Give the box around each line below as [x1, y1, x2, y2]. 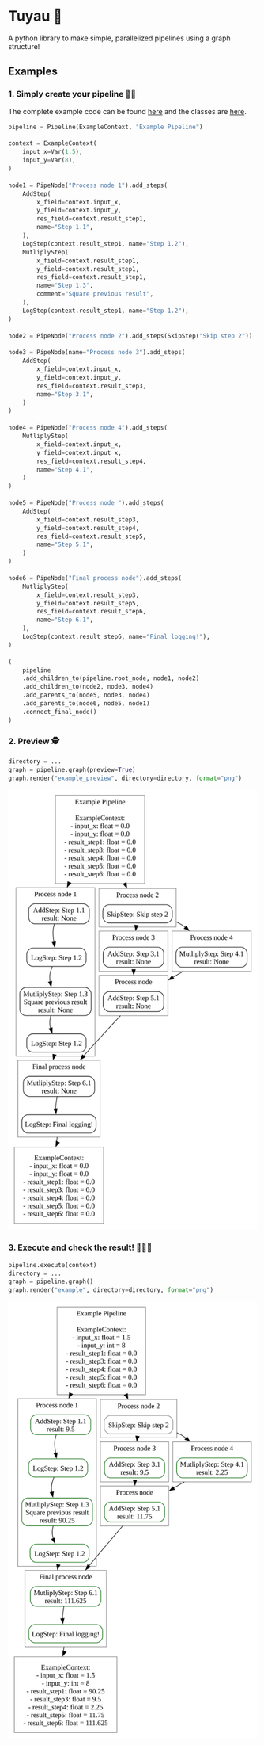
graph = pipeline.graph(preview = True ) [8, 766, 136, 773]
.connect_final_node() [22, 708, 97, 716]
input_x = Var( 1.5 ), [22, 148, 83, 156]
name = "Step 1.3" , [36, 281, 93, 290]
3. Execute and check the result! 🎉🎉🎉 [8, 1242, 153, 1253]
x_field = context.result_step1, [36, 257, 140, 265]
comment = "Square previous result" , [36, 290, 154, 298]
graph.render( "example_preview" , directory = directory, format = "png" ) [8, 774, 243, 782]
